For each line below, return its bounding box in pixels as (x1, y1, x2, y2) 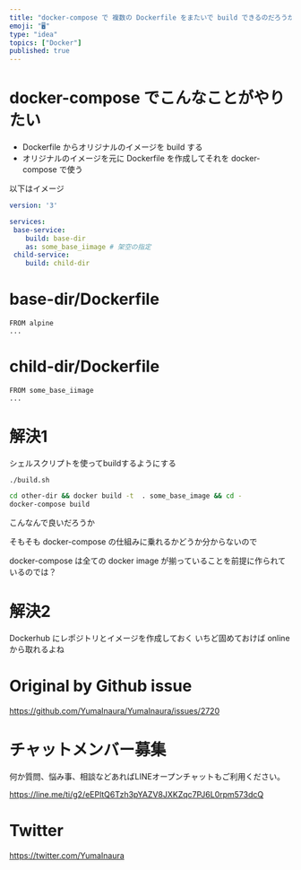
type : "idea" (9, 30, 58, 39)
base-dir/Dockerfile (9, 289, 159, 309)
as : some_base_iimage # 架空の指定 (25, 242, 151, 251)
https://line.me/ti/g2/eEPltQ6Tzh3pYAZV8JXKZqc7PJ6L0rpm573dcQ (9, 788, 264, 799)
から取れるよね (9, 643, 64, 655)
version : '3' (9, 201, 58, 211)
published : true (9, 47, 70, 56)
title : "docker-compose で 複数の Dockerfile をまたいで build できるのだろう (9, 13, 288, 22)
